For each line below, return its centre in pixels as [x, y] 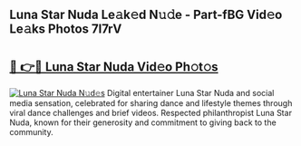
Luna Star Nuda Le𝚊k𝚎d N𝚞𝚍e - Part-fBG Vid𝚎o [146, 15]
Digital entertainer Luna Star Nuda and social [191, 93]
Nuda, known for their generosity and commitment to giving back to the [143, 122]
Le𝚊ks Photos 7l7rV [66, 29]
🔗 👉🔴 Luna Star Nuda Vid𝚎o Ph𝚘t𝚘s [114, 67]
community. [31, 132]
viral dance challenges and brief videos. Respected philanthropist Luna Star [151, 113]
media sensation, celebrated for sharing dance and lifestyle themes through [151, 103]
